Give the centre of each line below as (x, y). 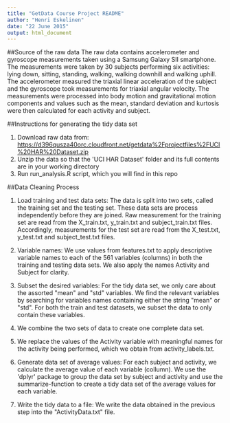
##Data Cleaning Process (43, 187)
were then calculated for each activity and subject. (79, 111)
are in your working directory (58, 166)
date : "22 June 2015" (38, 26)
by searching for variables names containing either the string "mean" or (118, 301)
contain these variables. (51, 315)
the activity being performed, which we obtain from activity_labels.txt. (116, 349)
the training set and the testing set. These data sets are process (107, 208)
